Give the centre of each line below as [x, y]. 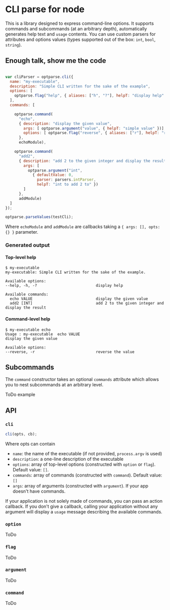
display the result [26, 308]
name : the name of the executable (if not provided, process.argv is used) [87, 453]
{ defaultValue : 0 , [53, 175]
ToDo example [20, 395]
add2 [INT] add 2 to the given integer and [87, 303]
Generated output [28, 245]
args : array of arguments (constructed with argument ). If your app [80, 486]
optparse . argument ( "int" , [55, 170]
